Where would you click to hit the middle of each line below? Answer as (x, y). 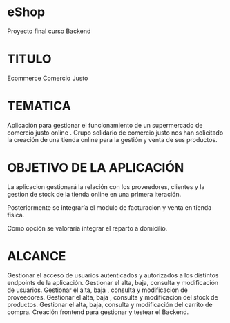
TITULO (29, 59)
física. (16, 215)
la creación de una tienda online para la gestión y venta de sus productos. (112, 139)
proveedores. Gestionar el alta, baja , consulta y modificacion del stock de (113, 297)
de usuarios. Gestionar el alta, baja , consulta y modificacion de (97, 290)
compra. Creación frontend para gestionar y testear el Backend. (98, 312)
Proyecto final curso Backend (49, 31)
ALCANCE (37, 256)
